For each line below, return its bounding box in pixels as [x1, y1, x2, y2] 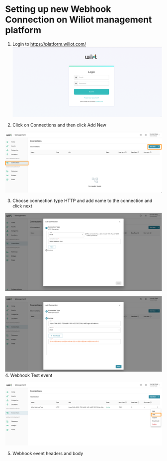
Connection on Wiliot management [5, 14, 152, 25]
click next [12, 203, 32, 209]
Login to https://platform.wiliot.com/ [12, 41, 86, 47]
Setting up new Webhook [5, 3, 111, 15]
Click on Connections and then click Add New [12, 122, 107, 128]
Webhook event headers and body [12, 450, 83, 456]
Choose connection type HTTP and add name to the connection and [12, 198, 153, 204]
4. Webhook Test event [5, 372, 53, 378]
